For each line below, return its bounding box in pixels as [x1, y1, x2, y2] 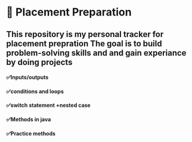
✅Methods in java [6, 116, 51, 123]
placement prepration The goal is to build [6, 38, 162, 48]
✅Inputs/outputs [6, 74, 49, 81]
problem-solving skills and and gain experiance [6, 48, 187, 58]
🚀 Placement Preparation [6, 5, 132, 19]
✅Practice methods [6, 129, 55, 137]
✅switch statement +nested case [6, 101, 91, 109]
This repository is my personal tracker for [6, 29, 164, 39]
